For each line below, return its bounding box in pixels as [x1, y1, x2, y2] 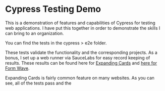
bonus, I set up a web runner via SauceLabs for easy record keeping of [5, 54, 150, 60]
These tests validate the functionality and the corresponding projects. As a [5, 49, 158, 55]
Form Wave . [5, 65, 30, 71]
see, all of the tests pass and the [5, 80, 72, 86]
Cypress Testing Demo [5, 3, 101, 15]
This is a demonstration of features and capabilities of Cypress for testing [5, 20, 156, 26]
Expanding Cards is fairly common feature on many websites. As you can [5, 75, 155, 81]
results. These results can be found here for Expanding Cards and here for [5, 60, 157, 66]
